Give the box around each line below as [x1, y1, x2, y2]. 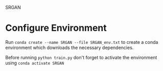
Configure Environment [5, 22, 107, 34]
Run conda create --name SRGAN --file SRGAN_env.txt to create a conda [5, 39, 158, 45]
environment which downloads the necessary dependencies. [5, 44, 134, 51]
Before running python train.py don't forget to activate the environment [5, 54, 157, 60]
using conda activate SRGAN [5, 60, 64, 66]
